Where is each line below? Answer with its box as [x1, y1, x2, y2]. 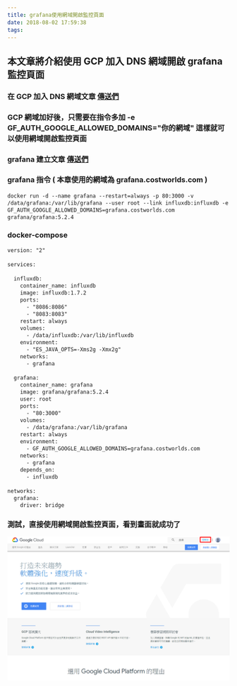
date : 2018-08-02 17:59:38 [7, 18, 87, 26]
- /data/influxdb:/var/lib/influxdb [25, 332, 134, 339]
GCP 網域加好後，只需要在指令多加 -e [7, 112, 135, 122]
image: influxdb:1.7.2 [20, 290, 87, 297]
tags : [7, 26, 23, 33]
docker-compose [7, 230, 68, 240]
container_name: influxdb [20, 282, 97, 290]
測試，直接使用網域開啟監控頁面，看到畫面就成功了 [7, 520, 181, 530]
